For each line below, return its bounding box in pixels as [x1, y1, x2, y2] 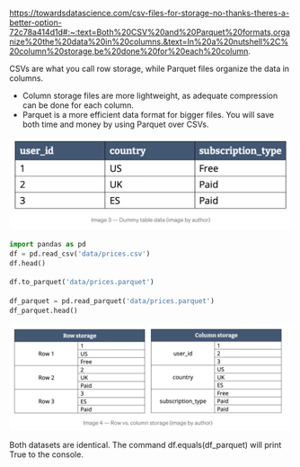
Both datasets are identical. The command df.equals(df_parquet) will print [9, 439, 282, 450]
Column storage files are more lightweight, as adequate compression [22, 90, 278, 101]
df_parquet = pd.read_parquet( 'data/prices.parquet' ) [9, 297, 216, 306]
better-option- [9, 17, 63, 28]
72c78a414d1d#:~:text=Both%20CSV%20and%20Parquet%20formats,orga [9, 27, 290, 37]
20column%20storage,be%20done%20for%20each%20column [9, 46, 249, 57]
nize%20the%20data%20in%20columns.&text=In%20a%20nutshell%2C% [9, 36, 289, 47]
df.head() [9, 258, 47, 268]
